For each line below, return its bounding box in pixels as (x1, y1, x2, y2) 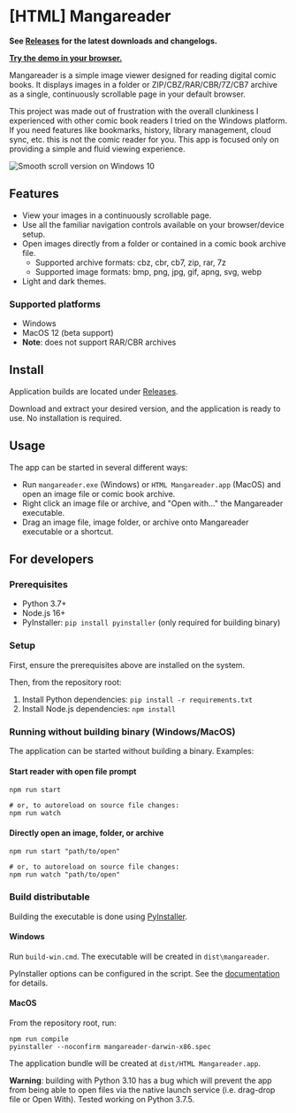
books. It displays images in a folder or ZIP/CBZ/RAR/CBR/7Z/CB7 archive (9, 79, 278, 90)
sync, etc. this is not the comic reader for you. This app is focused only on (9, 134, 280, 144)
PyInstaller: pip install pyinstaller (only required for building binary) (21, 618, 281, 628)
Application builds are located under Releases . (9, 385, 178, 396)
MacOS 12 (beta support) (21, 328, 114, 339)
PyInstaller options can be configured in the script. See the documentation (9, 968, 280, 978)
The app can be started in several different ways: (9, 462, 188, 472)
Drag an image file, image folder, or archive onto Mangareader (21, 517, 249, 527)
